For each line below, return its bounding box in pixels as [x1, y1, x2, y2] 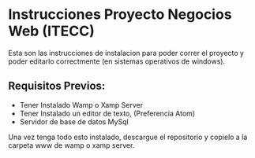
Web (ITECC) [8, 22, 95, 40]
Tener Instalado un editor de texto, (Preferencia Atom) [19, 108, 196, 118]
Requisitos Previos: [8, 79, 106, 93]
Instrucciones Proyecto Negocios [8, 6, 232, 24]
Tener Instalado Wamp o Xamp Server [19, 100, 144, 109]
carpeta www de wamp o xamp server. [8, 140, 135, 150]
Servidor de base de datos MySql [19, 116, 129, 127]
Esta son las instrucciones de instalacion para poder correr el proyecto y [8, 48, 245, 57]
